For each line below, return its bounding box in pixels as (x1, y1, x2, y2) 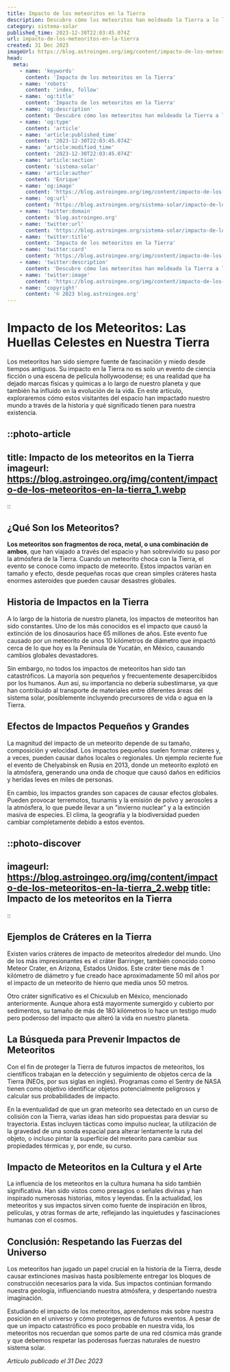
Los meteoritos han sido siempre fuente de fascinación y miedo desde (7, 357, 206, 366)
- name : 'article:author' (19, 169, 94, 176)
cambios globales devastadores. (7, 651, 99, 659)
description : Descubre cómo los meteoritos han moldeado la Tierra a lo (7, 16, 219, 23)
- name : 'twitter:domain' (19, 208, 94, 215)
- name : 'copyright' (19, 284, 78, 292)
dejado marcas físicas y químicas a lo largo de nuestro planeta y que (7, 379, 201, 388)
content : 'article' (25, 125, 81, 132)
